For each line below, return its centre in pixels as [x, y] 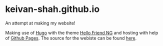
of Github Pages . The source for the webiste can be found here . [71, 38]
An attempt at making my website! [40, 23]
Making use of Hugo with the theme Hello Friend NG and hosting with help [82, 32]
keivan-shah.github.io [52, 9]
